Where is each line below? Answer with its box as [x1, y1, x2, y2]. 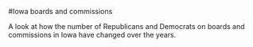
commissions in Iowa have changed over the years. [8, 31, 177, 39]
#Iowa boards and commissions [8, 7, 113, 16]
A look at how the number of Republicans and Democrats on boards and [8, 22, 245, 31]
